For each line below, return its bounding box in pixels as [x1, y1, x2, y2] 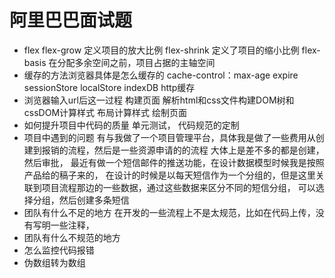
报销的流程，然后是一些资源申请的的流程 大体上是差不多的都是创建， [41, 144, 325, 156]
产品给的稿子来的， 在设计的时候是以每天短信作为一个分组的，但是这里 [23, 169, 316, 181]
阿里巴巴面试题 [9, 9, 133, 32]
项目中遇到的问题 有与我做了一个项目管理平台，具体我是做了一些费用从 [23, 131, 316, 143]
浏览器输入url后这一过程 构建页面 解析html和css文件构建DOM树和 [23, 94, 295, 106]
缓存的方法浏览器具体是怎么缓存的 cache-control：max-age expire [23, 69, 299, 81]
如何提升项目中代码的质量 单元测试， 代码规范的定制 [23, 119, 240, 131]
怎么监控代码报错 [23, 244, 95, 256]
